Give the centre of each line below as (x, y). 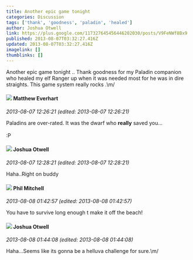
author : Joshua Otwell (34, 28)
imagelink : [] (23, 50)
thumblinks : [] (25, 55)
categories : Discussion (35, 17)
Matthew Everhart (36, 99)
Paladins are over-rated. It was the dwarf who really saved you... (84, 123)
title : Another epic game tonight (48, 11)
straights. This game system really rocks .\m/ (61, 84)
